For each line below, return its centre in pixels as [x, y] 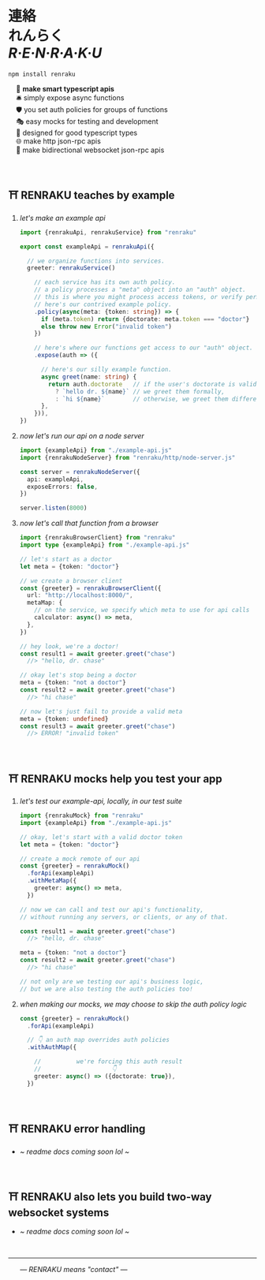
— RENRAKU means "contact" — [73, 1270]
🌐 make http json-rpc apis [58, 141]
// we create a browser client [71, 580]
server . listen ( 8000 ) [53, 508]
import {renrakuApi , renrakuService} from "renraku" [108, 232]
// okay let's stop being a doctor [78, 675]
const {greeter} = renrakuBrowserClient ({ [90, 588]
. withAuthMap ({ [52, 1047]
